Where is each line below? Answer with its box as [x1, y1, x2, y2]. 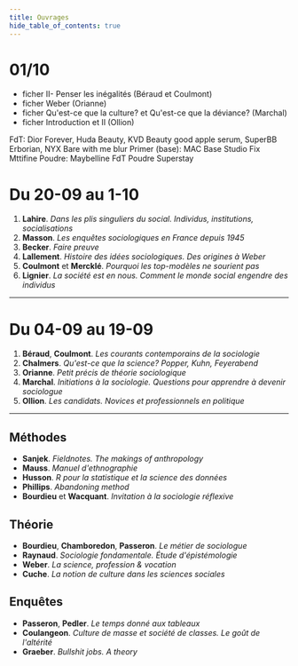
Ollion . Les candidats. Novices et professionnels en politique [21, 396, 246, 407]
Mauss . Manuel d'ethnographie [21, 463, 138, 473]
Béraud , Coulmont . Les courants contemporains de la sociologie [21, 348, 260, 360]
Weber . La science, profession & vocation [21, 559, 176, 569]
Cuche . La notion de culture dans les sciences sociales [21, 568, 225, 579]
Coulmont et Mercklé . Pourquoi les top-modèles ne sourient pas [21, 261, 260, 272]
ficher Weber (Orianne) [21, 99, 107, 109]
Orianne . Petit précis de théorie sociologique [21, 368, 186, 378]
